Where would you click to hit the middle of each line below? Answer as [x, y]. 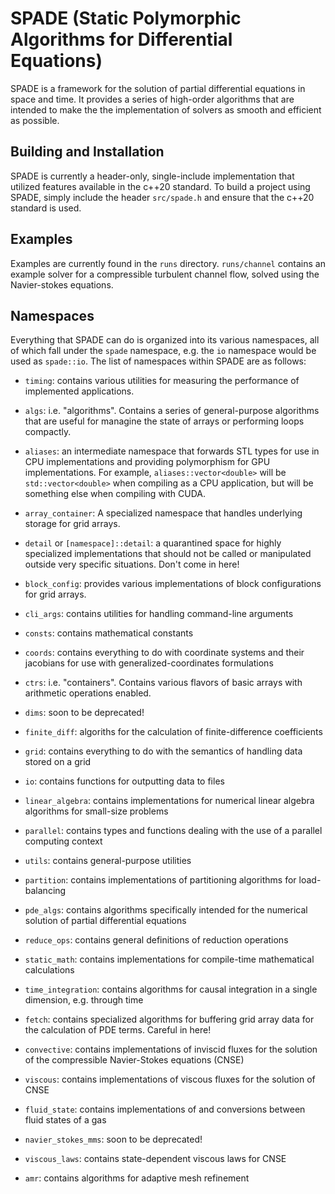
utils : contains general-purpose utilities [108, 861]
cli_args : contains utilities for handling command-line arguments [159, 614]
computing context [63, 841]
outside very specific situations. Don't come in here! [132, 564]
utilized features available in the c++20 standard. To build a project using [160, 186]
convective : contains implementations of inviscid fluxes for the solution [171, 1049]
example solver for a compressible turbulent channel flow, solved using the [165, 274]
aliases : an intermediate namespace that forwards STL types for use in [172, 451]
